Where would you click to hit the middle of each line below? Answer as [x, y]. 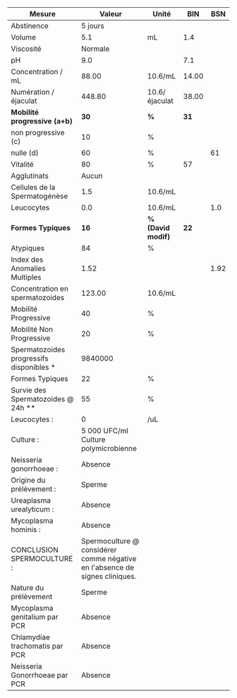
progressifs [30, 358]
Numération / [33, 92]
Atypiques [28, 248]
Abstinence [30, 26]
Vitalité [22, 164]
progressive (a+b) [42, 121]
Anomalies [28, 269]
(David [159, 228]
